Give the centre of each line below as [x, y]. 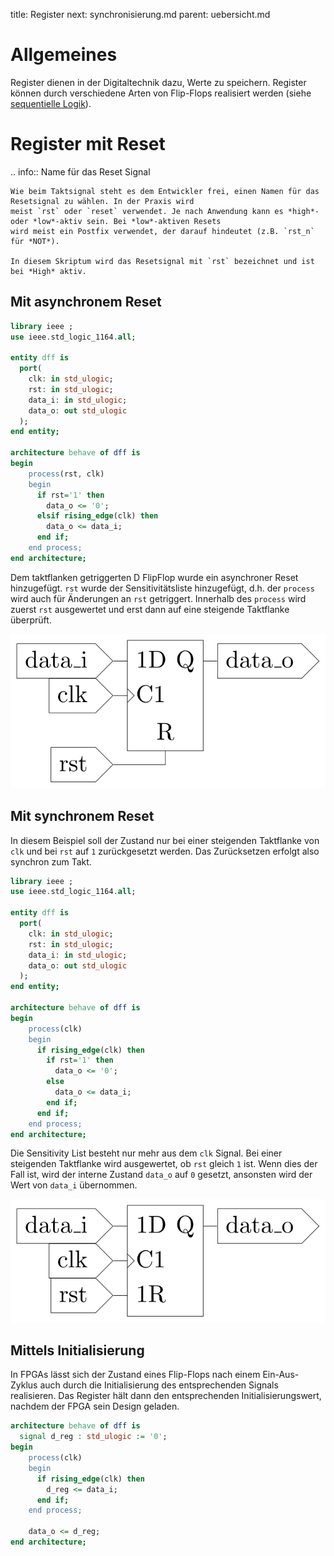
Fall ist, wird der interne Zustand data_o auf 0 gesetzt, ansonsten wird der [161, 1175]
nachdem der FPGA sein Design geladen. [95, 1406]
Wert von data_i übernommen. [74, 1185]
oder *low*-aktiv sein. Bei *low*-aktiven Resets [116, 221]
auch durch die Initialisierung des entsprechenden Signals [159, 1385]
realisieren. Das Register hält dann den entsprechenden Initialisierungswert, [166, 1396]
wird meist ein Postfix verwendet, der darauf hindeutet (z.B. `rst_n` [162, 231]
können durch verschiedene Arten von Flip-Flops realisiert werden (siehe [161, 93]
